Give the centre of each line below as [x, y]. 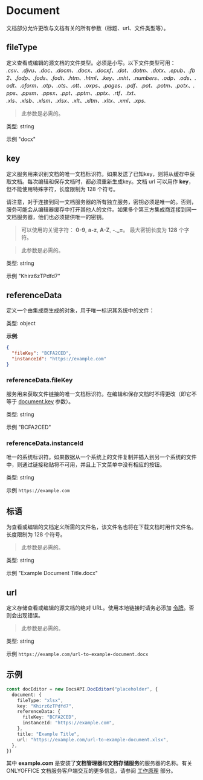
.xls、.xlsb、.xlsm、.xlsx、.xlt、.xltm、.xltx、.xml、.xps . [76, 100]
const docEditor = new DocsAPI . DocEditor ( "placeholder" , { [82, 689]
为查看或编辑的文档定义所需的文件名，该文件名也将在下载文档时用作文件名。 [101, 527]
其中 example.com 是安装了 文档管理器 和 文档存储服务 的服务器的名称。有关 [99, 763]
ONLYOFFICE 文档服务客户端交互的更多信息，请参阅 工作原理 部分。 [91, 771]
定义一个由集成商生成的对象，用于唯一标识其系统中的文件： [80, 310]
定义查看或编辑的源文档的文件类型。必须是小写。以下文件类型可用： [91, 63]
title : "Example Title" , [48, 734]
